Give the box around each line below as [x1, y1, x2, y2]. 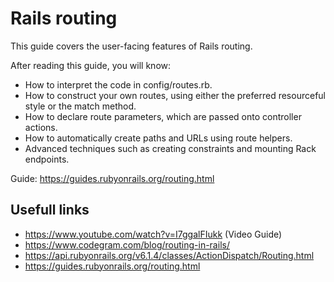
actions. [24, 121, 58, 133]
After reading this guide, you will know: [10, 59, 172, 71]
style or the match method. [24, 100, 137, 112]
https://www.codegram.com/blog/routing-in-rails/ [24, 238, 230, 251]
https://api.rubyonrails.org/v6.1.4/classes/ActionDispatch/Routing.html [24, 249, 315, 261]
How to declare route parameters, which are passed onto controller [24, 110, 302, 122]
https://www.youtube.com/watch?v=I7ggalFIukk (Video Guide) [24, 228, 283, 240]
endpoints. [24, 153, 70, 165]
